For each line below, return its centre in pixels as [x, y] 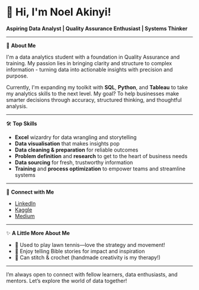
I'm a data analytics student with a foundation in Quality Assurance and [93, 57]
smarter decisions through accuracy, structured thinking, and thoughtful [94, 99]
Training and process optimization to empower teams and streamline [100, 169]
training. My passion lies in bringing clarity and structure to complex [89, 63]
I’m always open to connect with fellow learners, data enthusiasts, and [92, 274]
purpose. [17, 76]
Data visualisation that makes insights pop [67, 143]
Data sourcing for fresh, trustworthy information [74, 162]
